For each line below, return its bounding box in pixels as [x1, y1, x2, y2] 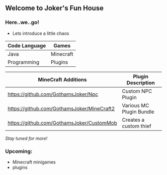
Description [126, 79, 155, 86]
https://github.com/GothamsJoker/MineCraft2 [7, 105, 115, 112]
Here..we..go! [5, 19, 40, 26]
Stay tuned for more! [5, 135, 48, 141]
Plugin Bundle [121, 108, 155, 115]
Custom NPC [121, 87, 153, 94]
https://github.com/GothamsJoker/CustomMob [7, 119, 117, 126]
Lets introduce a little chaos [12, 30, 70, 36]
